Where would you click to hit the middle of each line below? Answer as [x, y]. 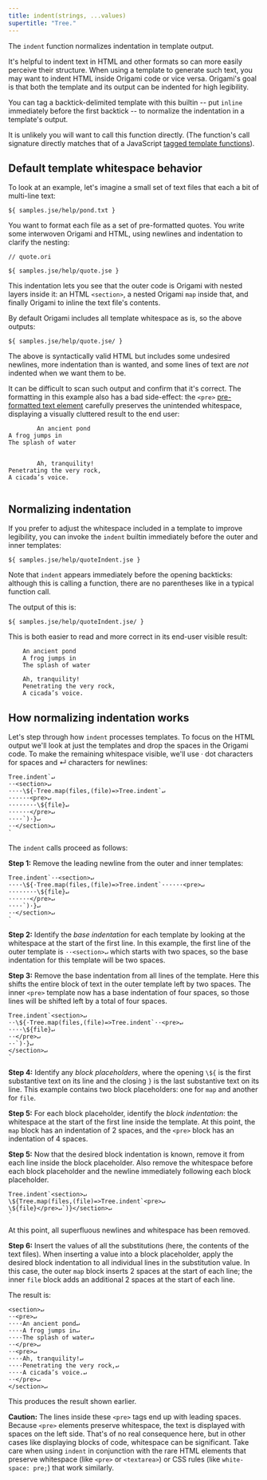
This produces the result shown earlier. [73, 1401]
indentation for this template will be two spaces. [87, 960]
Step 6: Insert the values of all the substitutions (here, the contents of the [129, 1245]
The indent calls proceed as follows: [68, 847]
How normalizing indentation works [99, 718]
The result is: [30, 1295]
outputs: [22, 327]
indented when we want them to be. [67, 373]
